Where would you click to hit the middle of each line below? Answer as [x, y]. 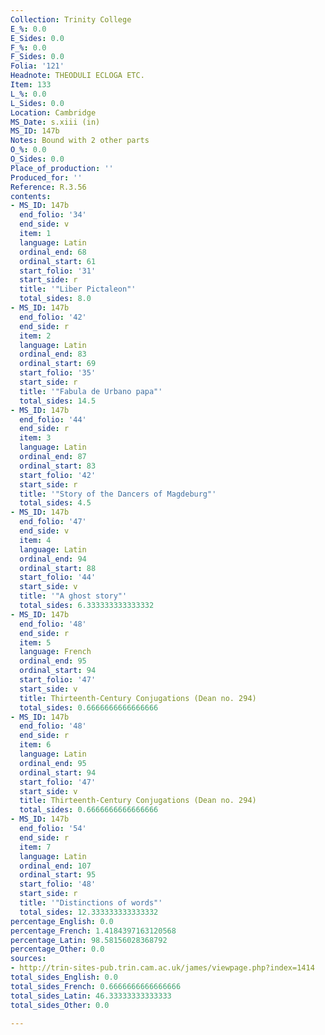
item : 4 [35, 540]
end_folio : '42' [53, 317]
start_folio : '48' [58, 884]
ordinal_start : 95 [58, 875]
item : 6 [35, 745]
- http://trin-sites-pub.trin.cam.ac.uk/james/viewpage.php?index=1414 [162, 968]
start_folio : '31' [58, 271]
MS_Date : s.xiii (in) [55, 122]
